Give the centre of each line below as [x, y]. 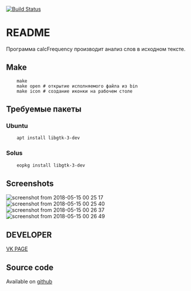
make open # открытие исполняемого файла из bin [77, 86]
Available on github [29, 281]
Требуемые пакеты [44, 109]
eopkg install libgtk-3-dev [51, 165]
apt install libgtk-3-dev [48, 138]
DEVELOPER [29, 235]
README [28, 33]
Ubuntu [17, 126]
